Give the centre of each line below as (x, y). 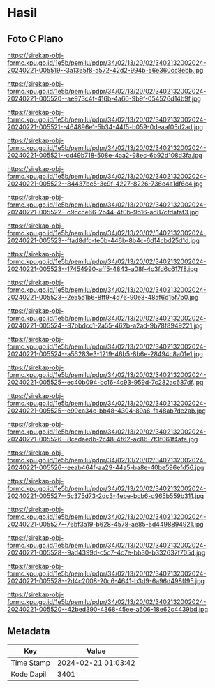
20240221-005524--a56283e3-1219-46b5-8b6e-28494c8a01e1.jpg (105, 354)
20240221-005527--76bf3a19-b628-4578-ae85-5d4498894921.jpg (105, 524)
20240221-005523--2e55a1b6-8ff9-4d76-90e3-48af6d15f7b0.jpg (103, 297)
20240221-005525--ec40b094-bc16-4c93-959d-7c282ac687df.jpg (105, 382)
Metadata (29, 631)
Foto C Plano (35, 39)
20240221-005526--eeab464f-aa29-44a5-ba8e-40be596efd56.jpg (106, 467)
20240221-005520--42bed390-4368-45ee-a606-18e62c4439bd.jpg (107, 609)
